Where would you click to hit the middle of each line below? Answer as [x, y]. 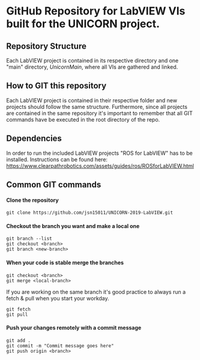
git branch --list [29, 239]
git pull [17, 314]
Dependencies [34, 139]
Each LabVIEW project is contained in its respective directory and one [92, 61]
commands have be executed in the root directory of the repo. [83, 119]
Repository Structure [47, 46]
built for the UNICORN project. [83, 24]
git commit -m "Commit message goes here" [60, 346]
